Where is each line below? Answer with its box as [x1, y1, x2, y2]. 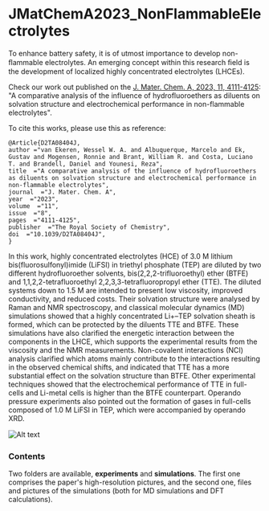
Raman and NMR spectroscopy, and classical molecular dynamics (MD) [8, 302, 245, 312]
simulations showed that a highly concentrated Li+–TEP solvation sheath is [8, 311, 255, 321]
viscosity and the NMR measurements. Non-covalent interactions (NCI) [8, 345, 243, 354]
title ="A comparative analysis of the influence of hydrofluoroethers [8, 166, 257, 175]
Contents [8, 451, 46, 462]
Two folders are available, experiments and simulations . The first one [8, 469, 241, 479]
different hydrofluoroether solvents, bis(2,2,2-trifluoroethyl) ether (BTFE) [8, 268, 249, 278]
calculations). [8, 495, 54, 505]
